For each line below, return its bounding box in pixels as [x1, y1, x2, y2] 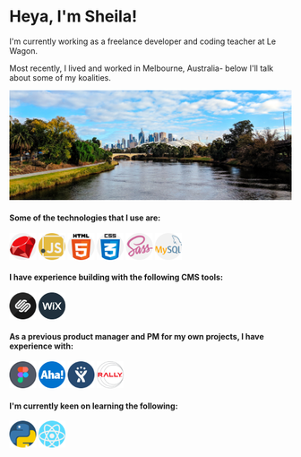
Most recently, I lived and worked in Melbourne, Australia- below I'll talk [9, 63, 274, 73]
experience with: [9, 341, 74, 351]
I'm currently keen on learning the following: [9, 401, 178, 411]
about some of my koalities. [9, 72, 112, 82]
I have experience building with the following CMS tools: [9, 272, 224, 283]
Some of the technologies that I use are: [9, 212, 161, 223]
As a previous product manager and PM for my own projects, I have [9, 332, 264, 342]
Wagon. [9, 45, 39, 56]
